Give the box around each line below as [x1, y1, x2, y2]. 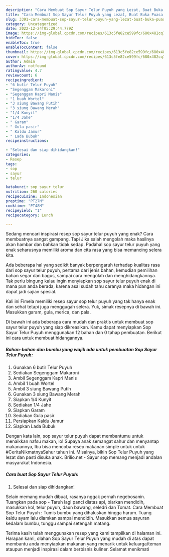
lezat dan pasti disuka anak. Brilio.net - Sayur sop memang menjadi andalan [6, 454, 162, 460]
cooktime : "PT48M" [6, 203, 44, 208]
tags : [6, 162, 17, 167]
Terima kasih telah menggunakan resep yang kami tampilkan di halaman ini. [6, 530, 162, 536]
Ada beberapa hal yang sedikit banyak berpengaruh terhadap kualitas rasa [6, 262, 160, 268]
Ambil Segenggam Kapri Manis [13, 375, 77, 381]
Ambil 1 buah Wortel [13, 380, 55, 386]
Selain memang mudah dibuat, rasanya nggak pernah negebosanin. [6, 494, 145, 500]
